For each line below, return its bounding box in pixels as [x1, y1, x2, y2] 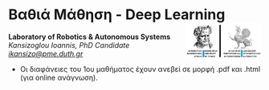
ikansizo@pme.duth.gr [8, 49, 84, 58]
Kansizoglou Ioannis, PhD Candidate [8, 40, 130, 49]
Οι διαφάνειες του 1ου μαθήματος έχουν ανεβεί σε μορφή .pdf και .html [19, 64, 261, 73]
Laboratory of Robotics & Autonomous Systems [8, 32, 171, 41]
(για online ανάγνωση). [19, 72, 98, 82]
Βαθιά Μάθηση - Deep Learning [8, 6, 226, 24]
